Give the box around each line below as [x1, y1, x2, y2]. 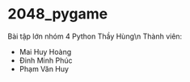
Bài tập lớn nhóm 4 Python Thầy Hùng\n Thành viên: [7, 31, 183, 41]
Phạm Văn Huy [19, 64, 70, 73]
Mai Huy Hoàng [19, 47, 72, 56]
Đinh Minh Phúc [19, 55, 73, 65]
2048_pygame [7, 5, 108, 23]
